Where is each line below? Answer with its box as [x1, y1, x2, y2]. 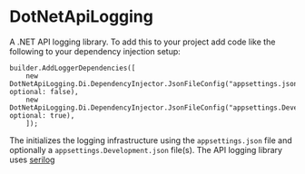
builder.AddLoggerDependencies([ [9, 63, 136, 72]
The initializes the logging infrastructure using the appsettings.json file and [9, 134, 292, 146]
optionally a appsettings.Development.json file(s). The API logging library [9, 144, 283, 155]
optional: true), [9, 111, 75, 120]
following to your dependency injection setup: [9, 45, 182, 56]
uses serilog [9, 154, 55, 165]
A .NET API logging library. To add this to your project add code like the [9, 36, 276, 47]
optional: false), [9, 87, 79, 96]
